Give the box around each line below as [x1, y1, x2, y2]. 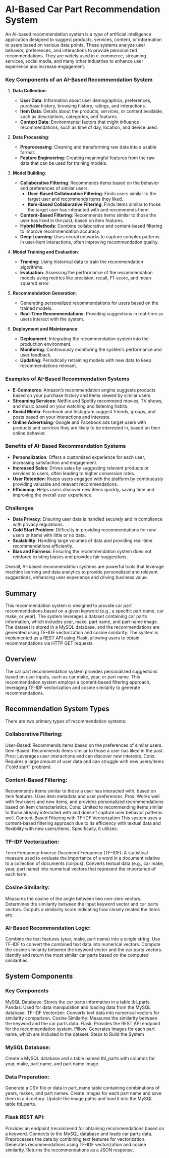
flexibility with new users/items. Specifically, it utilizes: [5, 825, 119, 832]
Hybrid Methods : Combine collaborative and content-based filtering [20, 223, 162, 229]
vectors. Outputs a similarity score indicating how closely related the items [5, 906, 160, 912]
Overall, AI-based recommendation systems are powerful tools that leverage [5, 564, 164, 570]
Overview [5, 655, 37, 664]
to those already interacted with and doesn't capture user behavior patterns [5, 810, 163, 816]
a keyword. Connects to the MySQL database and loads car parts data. [5, 1131, 153, 1137]
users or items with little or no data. [12, 532, 86, 538]
